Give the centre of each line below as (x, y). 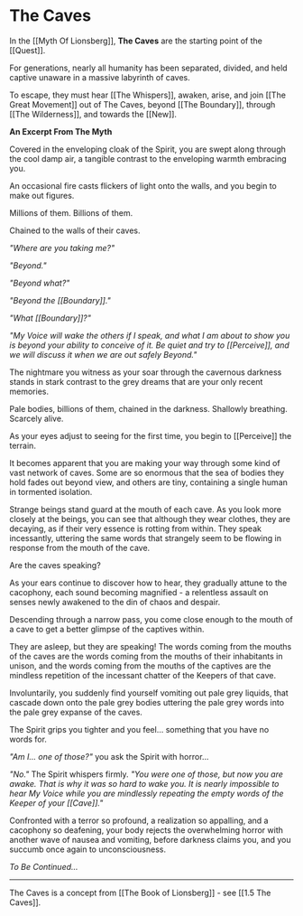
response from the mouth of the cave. (80, 547)
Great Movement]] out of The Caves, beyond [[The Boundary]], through (142, 104)
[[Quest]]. (28, 50)
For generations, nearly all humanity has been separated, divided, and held (148, 68)
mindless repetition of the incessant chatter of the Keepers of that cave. (143, 675)
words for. (28, 739)
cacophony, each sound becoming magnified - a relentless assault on (139, 592)
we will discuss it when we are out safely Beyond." (103, 354)
